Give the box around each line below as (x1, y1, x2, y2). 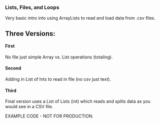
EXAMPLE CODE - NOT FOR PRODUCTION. (5, 113, 94, 119)
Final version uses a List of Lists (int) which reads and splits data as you (5, 98, 151, 104)
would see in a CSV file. (5, 104, 53, 110)
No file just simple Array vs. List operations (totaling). (5, 54, 113, 60)
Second (5, 65, 21, 71)
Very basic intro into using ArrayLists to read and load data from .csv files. (5, 15, 156, 21)
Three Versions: (5, 29, 56, 38)
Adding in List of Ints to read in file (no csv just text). (5, 76, 111, 82)
